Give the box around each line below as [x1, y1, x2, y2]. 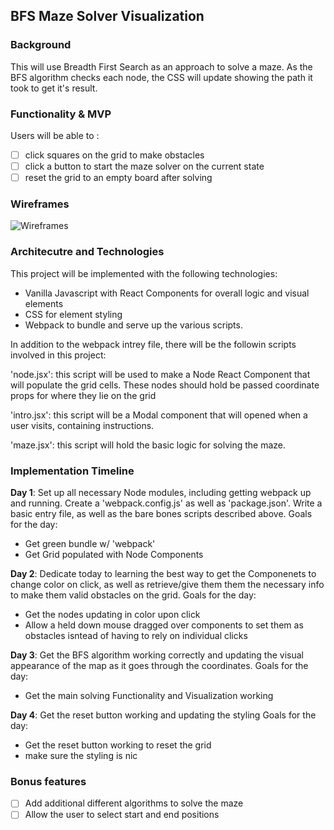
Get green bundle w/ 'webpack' [24, 538, 156, 550]
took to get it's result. [10, 82, 98, 94]
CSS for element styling [24, 308, 123, 320]
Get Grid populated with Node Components [24, 549, 204, 561]
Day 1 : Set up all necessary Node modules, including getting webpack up [10, 487, 312, 499]
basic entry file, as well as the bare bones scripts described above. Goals [10, 508, 313, 520]
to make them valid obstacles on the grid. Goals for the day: [10, 589, 257, 601]
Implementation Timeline [10, 464, 135, 478]
